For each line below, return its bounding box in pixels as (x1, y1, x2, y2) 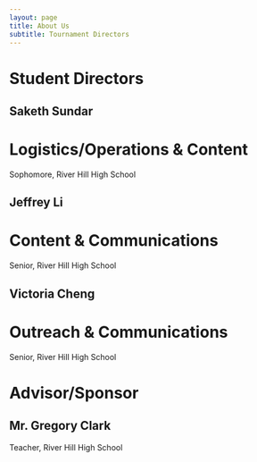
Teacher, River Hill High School (9, 441, 123, 452)
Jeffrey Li (9, 195, 63, 210)
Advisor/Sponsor (9, 382, 139, 403)
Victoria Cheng (9, 286, 95, 301)
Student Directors (9, 68, 145, 88)
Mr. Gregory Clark (9, 418, 112, 433)
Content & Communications (9, 231, 219, 251)
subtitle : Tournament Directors (9, 29, 129, 38)
